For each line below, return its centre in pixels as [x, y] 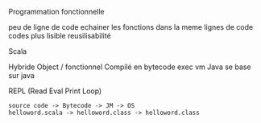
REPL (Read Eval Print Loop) [55, 91]
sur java [21, 75]
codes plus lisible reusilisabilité [60, 36]
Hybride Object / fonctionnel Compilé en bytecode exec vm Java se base [130, 67]
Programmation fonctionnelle [56, 12]
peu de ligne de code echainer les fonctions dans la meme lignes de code [131, 27]
